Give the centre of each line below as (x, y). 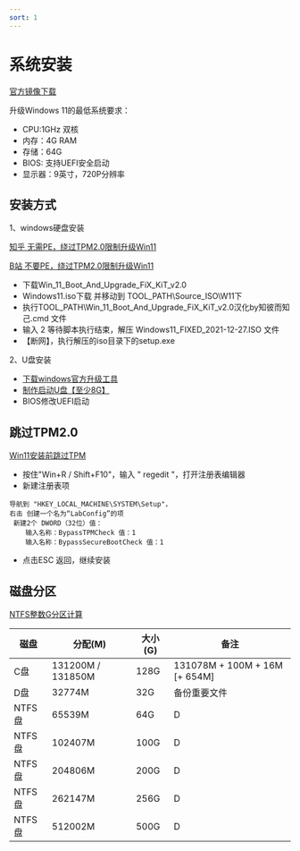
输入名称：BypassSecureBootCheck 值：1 (95, 542)
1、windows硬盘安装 (47, 228)
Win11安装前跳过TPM (48, 455)
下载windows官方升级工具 (70, 379)
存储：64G (42, 151)
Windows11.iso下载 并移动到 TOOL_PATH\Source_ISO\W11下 (132, 296)
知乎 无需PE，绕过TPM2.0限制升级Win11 (83, 247)
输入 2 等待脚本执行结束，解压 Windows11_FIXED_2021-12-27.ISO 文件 (150, 330)
